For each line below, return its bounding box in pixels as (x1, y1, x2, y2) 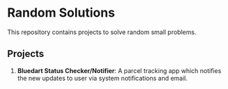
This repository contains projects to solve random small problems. (7, 28, 197, 36)
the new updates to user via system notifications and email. (17, 74, 188, 82)
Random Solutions (7, 5, 115, 21)
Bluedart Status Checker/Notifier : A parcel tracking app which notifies (17, 66, 222, 74)
